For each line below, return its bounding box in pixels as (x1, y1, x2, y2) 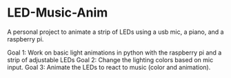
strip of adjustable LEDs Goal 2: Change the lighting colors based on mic (7, 55, 214, 64)
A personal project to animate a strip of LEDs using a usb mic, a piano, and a (7, 28, 224, 36)
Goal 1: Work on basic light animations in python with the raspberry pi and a (7, 48, 222, 57)
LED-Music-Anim (7, 5, 108, 21)
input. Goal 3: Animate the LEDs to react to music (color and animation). (7, 63, 211, 71)
